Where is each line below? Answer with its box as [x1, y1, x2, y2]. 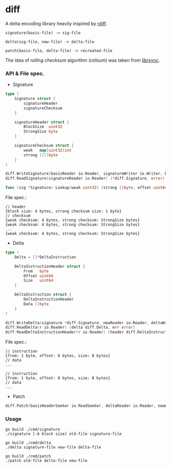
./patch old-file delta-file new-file [5, 458, 88, 463]
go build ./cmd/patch [5, 454, 51, 459]
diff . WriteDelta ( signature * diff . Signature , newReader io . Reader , [5, 320, 149, 325]
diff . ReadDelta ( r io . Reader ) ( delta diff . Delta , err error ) [5, 325, 136, 330]
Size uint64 [23, 278, 53, 283]
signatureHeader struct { [14, 119, 70, 125]
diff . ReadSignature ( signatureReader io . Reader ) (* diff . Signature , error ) [5, 176, 165, 181]
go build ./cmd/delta [5, 440, 51, 446]
